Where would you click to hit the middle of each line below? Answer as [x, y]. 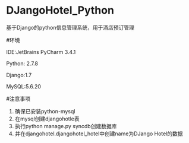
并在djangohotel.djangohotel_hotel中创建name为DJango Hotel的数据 [99, 134]
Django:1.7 [19, 75]
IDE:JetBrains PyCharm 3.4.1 [41, 52]
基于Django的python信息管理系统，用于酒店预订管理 [70, 27]
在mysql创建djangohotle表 [47, 119]
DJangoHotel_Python [60, 10]
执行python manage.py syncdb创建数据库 [66, 126]
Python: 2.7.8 [22, 63]
